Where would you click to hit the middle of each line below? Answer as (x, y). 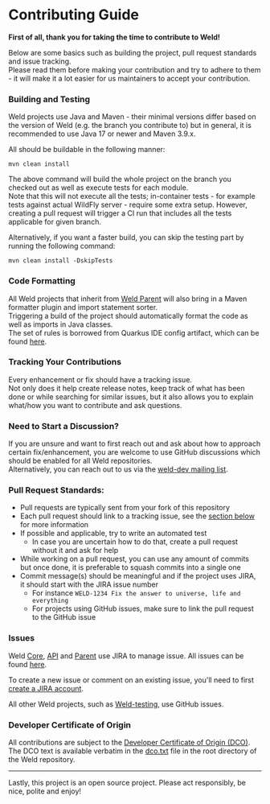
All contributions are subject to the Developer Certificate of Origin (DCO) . (129, 743)
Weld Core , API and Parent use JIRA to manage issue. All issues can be (126, 656)
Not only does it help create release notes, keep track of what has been (127, 388)
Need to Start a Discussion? (63, 426)
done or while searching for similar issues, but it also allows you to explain (131, 397)
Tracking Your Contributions (65, 362)
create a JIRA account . (46, 688)
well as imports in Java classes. (61, 324)
